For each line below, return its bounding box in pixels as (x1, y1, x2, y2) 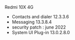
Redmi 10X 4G (4, 4, 34, 10)
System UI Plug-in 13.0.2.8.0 (11, 30, 70, 35)
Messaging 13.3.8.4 (11, 19, 52, 25)
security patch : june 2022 (11, 24, 66, 30)
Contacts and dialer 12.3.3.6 (11, 14, 69, 19)
